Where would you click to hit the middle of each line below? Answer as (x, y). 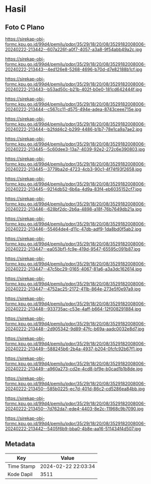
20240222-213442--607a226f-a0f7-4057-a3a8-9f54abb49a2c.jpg (74, 49)
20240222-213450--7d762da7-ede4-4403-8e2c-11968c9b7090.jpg (74, 409)
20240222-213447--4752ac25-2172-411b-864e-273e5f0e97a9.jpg (73, 289)
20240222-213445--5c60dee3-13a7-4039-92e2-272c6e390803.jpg (75, 149)
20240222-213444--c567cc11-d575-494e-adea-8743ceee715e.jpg (73, 109)
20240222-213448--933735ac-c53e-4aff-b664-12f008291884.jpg (73, 309)
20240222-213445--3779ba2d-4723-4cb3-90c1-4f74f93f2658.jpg (74, 169)
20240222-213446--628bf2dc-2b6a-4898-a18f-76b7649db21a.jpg (74, 209)
